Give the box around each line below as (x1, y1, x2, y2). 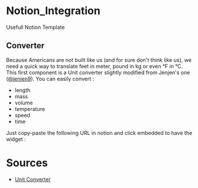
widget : (6, 136, 26, 143)
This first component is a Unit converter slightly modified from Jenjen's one (6, 69, 190, 76)
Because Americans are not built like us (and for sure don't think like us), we (6, 56, 192, 63)
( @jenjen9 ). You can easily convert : (6, 75, 95, 82)
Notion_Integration (6, 4, 100, 18)
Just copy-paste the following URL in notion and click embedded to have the (6, 129, 193, 136)
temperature (14, 105, 46, 113)
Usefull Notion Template (6, 24, 65, 31)
